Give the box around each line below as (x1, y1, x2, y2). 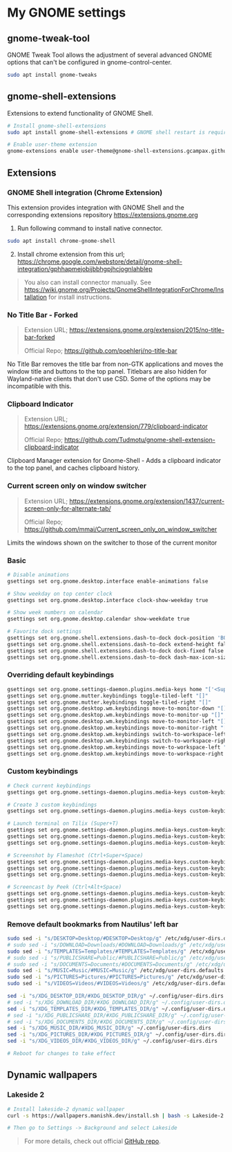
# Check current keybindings (7, 782, 91, 789)
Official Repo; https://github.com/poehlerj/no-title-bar (23, 347, 177, 355)
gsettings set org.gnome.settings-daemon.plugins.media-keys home (7, 686, 202, 693)
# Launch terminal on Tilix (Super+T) (7, 820, 119, 828)
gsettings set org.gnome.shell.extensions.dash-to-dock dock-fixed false (7, 647, 224, 655)
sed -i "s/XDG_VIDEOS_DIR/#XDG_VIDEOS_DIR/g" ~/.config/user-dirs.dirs (7, 1038, 217, 1045)
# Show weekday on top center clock (7, 590, 113, 597)
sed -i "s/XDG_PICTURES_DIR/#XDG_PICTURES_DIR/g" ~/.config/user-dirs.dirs (7, 1031, 230, 1039)
